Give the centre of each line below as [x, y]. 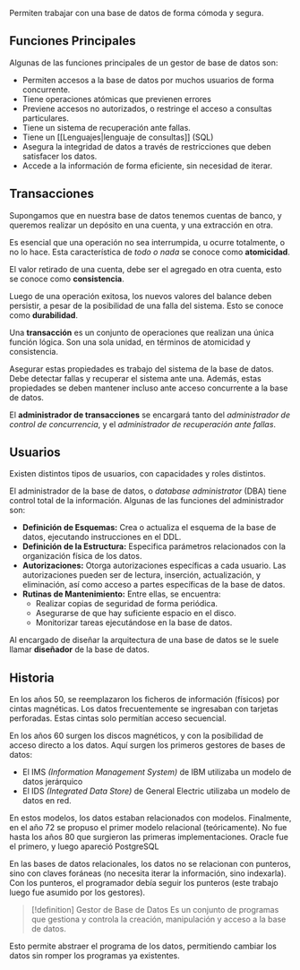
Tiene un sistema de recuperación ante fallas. [106, 127]
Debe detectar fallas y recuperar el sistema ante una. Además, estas [135, 378]
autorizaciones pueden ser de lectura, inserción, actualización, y [141, 575]
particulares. [45, 118]
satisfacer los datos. [60, 156]
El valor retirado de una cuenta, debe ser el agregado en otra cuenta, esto [146, 269]
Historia [32, 678]
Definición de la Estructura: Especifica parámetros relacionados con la [154, 546]
